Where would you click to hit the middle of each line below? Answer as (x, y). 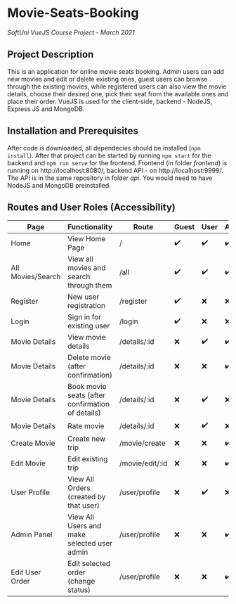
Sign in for (85, 317)
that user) (84, 506)
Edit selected (89, 564)
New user (84, 297)
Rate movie (86, 425)
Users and (85, 526)
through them (90, 285)
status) (79, 590)
